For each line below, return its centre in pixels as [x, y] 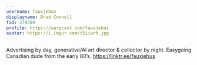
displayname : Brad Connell [39, 17]
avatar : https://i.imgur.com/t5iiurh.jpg [58, 33]
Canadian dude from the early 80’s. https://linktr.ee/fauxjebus [81, 56]
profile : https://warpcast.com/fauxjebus [58, 28]
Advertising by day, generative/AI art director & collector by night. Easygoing [99, 50]
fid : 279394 [21, 22]
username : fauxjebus [31, 11]
